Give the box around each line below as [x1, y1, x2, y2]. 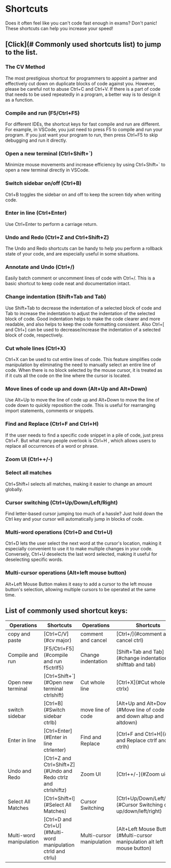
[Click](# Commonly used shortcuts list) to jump [5, 40, 161, 49]
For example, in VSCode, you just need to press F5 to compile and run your [5, 126, 163, 133]
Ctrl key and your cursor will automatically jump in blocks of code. [5, 516, 144, 522]
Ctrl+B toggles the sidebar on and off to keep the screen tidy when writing [5, 191, 161, 197]
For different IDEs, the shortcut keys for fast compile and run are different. [5, 121, 160, 127]
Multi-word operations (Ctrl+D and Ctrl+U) [5, 529, 113, 536]
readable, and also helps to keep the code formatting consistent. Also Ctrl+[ [5, 321, 164, 327]
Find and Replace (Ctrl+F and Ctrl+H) [5, 420, 99, 427]
